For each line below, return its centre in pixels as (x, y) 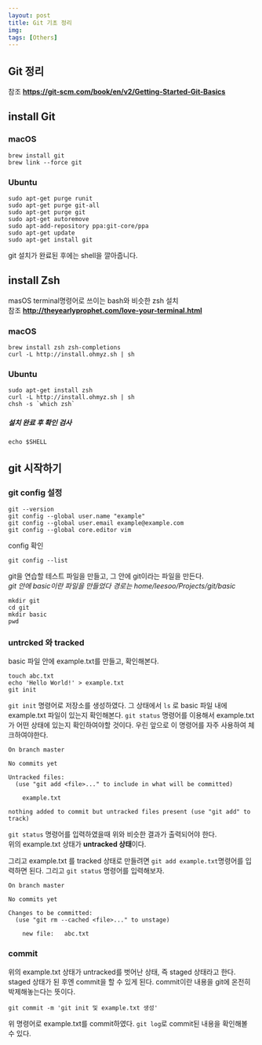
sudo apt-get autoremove (49, 220)
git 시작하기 (35, 468)
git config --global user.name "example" (77, 516)
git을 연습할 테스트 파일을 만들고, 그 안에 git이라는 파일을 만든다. (106, 576)
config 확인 (26, 546)
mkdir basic (27, 615)
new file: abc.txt (56, 934)
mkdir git (24, 601)
